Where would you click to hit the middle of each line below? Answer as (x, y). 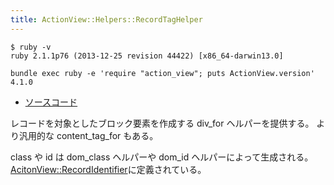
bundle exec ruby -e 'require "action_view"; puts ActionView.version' (162, 73)
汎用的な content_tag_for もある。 (88, 135)
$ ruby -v (31, 47)
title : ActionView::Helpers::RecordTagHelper (106, 19)
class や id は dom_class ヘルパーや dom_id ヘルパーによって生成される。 (162, 157)
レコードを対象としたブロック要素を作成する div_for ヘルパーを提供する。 (162, 123)
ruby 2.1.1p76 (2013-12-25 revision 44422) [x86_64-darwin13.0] (147, 56)
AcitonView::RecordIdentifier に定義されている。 (108, 169)
